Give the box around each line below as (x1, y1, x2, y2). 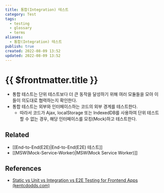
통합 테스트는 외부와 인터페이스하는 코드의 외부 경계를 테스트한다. (12, 104, 138, 110)
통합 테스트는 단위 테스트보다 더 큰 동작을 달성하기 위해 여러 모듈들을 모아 (12, 91, 154, 97)
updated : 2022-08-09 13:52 (5, 53, 61, 58)
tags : (5, 16, 16, 21)
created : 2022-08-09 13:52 (5, 48, 61, 53)
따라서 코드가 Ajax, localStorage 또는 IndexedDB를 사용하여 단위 (19, 110, 146, 116)
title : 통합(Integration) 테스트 (5, 7, 69, 12)
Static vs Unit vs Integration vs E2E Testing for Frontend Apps (12, 177, 138, 183)
